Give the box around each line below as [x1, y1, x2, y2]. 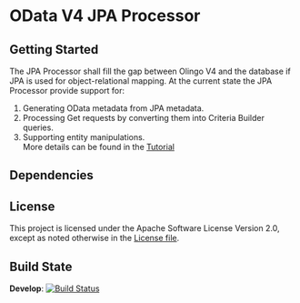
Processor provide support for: [9, 86, 125, 96]
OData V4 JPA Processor [9, 5, 201, 26]
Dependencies [9, 167, 94, 183]
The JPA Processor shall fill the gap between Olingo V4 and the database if [9, 66, 291, 76]
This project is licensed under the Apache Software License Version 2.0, [9, 223, 280, 234]
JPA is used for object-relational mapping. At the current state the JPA [9, 76, 273, 86]
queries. [22, 122, 55, 133]
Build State [9, 258, 73, 274]
